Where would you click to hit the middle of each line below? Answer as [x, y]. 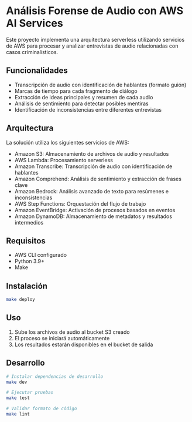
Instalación [27, 286]
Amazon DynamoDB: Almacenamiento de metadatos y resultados [93, 216]
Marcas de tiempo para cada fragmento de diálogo [76, 91]
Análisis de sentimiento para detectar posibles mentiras [81, 103]
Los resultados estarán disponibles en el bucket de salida [84, 344]
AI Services [35, 23]
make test [18, 398]
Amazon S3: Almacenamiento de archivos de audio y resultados [92, 153]
